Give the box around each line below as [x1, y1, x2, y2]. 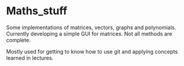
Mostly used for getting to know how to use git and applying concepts [6, 48, 178, 55]
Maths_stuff [6, 4, 67, 18]
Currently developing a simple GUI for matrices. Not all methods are [6, 30, 173, 37]
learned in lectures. [6, 54, 54, 61]
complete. [6, 36, 31, 43]
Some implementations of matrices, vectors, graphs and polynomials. [6, 24, 177, 31]
